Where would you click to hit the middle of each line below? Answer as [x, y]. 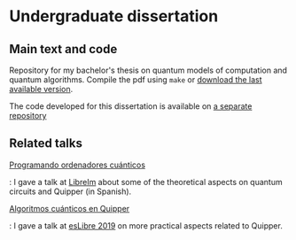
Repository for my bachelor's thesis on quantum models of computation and [148, 70]
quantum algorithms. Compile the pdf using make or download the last [136, 80]
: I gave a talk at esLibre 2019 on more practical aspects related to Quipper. [146, 225]
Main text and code [63, 49]
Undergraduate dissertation [114, 16]
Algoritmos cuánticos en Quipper [70, 208]
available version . [41, 89]
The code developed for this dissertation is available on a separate [131, 106]
